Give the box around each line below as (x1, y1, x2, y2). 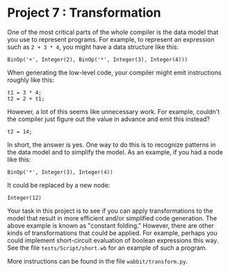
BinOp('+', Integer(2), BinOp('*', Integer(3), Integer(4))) (7, 56, 188, 63)
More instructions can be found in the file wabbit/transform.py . (7, 257, 188, 265)
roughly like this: (7, 75, 54, 84)
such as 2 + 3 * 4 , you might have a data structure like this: (7, 42, 179, 51)
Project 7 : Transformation (7, 5, 161, 21)
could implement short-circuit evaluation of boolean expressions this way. (7, 236, 219, 244)
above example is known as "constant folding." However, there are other (7, 221, 214, 230)
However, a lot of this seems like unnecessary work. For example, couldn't (7, 107, 220, 115)
